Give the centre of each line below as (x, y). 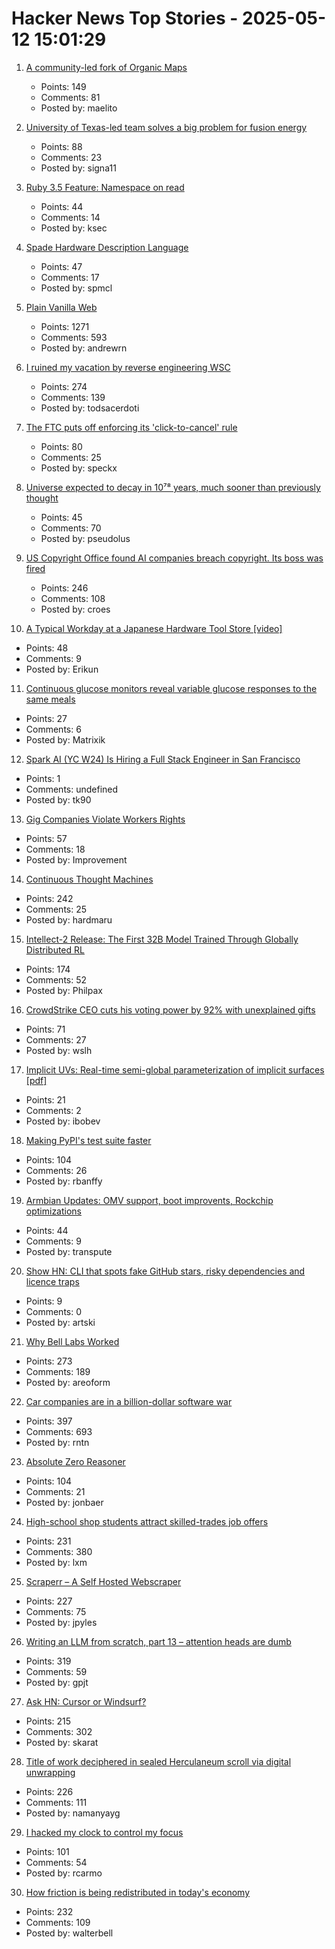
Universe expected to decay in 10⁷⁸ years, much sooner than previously (173, 487)
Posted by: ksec (74, 228)
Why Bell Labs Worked (72, 1341)
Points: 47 (61, 266)
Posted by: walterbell (69, 1933)
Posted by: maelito (79, 108)
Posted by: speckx (79, 468)
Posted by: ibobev (63, 1121)
